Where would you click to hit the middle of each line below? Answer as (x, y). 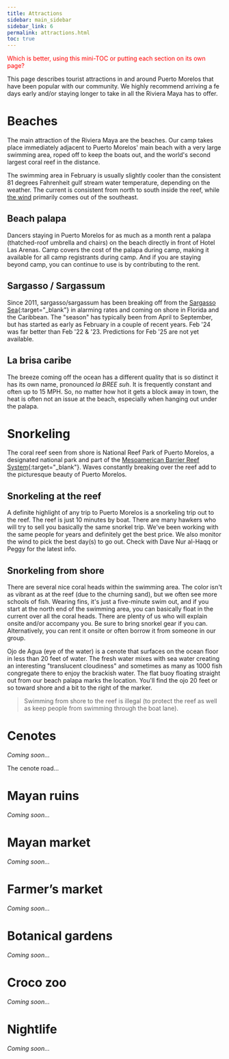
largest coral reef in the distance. (54, 162)
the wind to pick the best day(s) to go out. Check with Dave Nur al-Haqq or (113, 541)
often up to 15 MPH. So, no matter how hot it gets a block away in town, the (113, 391)
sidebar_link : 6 (30, 26)
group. (16, 638)
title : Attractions (35, 13)
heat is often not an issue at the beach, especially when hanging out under (112, 399)
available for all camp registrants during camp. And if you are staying (104, 257)
